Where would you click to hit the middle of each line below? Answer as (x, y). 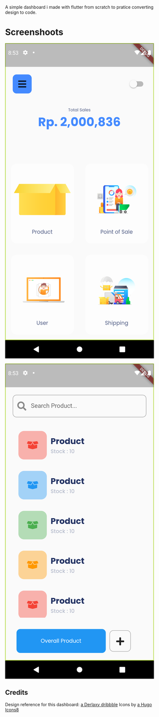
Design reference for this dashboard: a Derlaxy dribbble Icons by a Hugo (79, 704)
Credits (17, 693)
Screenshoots (34, 32)
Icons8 (12, 710)
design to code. (21, 12)
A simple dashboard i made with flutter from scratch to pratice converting (79, 7)
